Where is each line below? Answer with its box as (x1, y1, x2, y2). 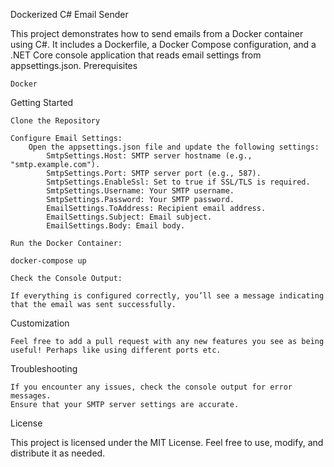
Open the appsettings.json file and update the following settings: (28, 142, 320, 152)
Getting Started (10, 97, 74, 108)
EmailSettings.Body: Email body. (46, 221, 186, 231)
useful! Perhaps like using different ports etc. (10, 345, 222, 355)
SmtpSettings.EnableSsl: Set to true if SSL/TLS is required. (46, 177, 311, 187)
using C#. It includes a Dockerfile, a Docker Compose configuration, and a (10, 39, 317, 50)
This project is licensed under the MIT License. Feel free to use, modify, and (10, 437, 324, 448)
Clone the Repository (10, 116, 101, 126)
